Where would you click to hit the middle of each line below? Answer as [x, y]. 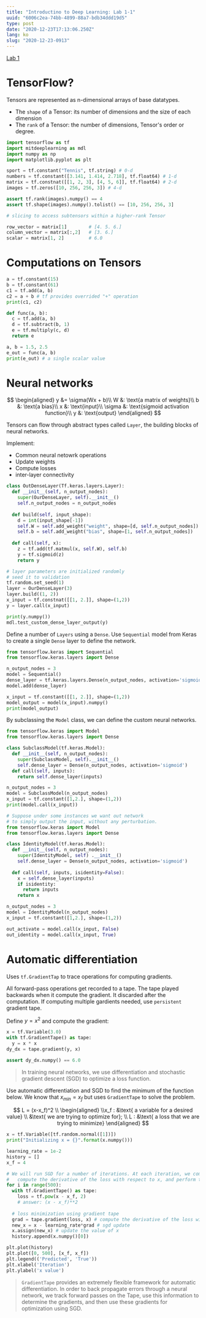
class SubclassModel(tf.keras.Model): [56, 748]
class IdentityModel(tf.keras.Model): [56, 844]
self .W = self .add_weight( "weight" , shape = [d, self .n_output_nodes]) [108, 526]
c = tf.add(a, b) [34, 319]
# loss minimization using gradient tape [66, 1214]
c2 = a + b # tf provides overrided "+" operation [72, 296]
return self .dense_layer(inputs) [60, 777]
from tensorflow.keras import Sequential [60, 652]
